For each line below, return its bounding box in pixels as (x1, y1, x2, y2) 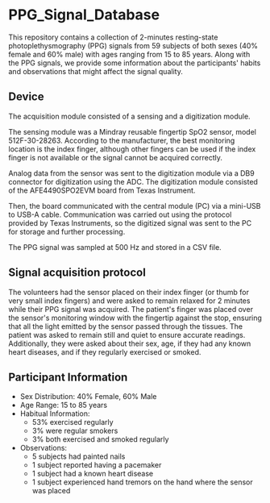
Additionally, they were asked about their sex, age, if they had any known (8, 339, 251, 348)
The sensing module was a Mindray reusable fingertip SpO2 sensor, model (8, 127, 256, 136)
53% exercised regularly (31, 418, 114, 427)
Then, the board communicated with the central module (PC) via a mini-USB (8, 201, 261, 210)
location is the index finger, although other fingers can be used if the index (8, 143, 256, 154)
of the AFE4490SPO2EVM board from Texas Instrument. (8, 185, 196, 195)
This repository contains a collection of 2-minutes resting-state (8, 32, 218, 42)
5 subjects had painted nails (31, 451, 126, 461)
